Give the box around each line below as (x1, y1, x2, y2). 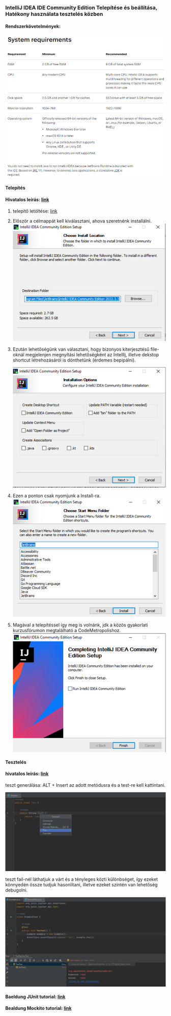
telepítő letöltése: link (12, 208, 58, 214)
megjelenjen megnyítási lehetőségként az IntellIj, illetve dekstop (25, 351, 159, 357)
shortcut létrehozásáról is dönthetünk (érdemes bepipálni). (12, 357, 136, 363)
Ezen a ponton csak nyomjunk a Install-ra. (12, 493, 101, 499)
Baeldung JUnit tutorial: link (5, 994, 66, 1000)
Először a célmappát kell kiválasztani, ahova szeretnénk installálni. (12, 217, 152, 224)
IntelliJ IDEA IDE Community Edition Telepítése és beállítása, (5, 4, 158, 11)
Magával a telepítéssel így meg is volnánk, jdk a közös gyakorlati (12, 622, 149, 628)
